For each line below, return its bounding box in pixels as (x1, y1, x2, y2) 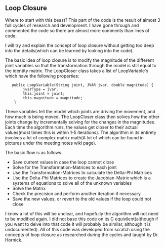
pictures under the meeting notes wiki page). (5, 140, 96, 146)
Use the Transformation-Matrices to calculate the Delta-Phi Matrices (12, 169, 152, 175)
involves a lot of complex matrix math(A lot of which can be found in (5, 134, 144, 140)
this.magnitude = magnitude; (23, 95, 83, 100)
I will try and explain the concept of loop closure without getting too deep (5, 42, 154, 48)
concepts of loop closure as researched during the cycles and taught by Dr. (5, 232, 159, 238)
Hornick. (5, 237, 23, 243)
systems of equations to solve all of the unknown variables (12, 180, 132, 186)
